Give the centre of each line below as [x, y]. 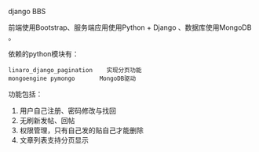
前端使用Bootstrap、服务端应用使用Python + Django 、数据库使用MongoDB [130, 27]
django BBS [27, 11]
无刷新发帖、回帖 [47, 120]
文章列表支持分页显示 [54, 140]
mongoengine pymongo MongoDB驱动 [72, 78]
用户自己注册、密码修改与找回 [67, 110]
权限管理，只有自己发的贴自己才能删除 [81, 130]
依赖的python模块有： [44, 54]
